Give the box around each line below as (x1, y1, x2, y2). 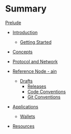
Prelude (5, 20, 21, 26)
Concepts (12, 49, 33, 55)
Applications (12, 103, 38, 109)
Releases (27, 83, 46, 89)
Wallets (19, 113, 35, 119)
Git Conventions (27, 94, 61, 100)
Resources (12, 123, 35, 129)
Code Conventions (27, 88, 66, 94)
